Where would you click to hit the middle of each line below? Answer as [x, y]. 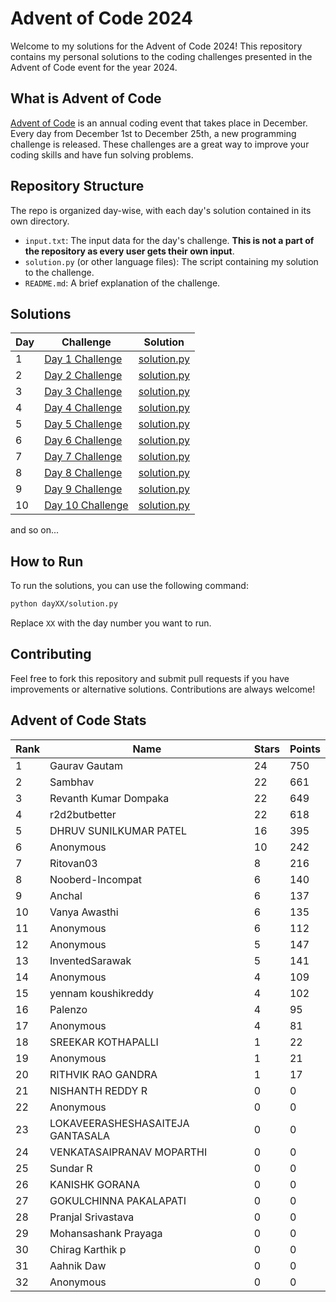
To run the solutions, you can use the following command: [129, 586]
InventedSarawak [90, 960]
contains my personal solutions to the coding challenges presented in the [161, 56]
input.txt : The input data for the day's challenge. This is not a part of [169, 240]
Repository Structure [77, 186]
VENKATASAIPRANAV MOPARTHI [128, 1152]
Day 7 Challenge [83, 457]
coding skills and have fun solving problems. [102, 154]
